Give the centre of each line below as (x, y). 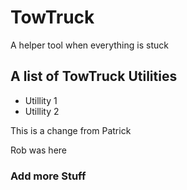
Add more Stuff (48, 176)
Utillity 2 (42, 111)
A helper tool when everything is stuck (89, 45)
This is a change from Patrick (71, 130)
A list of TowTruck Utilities (94, 76)
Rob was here (38, 150)
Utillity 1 (41, 100)
